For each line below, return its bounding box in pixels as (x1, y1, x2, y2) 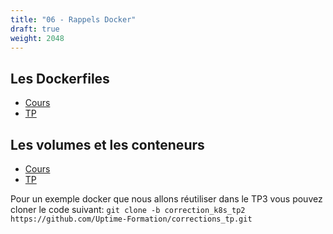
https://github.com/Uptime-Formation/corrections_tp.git (10, 214, 253, 224)
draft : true (10, 24, 60, 34)
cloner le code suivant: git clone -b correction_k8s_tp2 (10, 204, 246, 215)
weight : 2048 (10, 33, 65, 43)
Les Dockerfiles (10, 70, 110, 87)
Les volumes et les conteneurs (10, 136, 205, 153)
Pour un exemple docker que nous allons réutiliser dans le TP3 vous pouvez (10, 193, 323, 205)
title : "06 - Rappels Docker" (10, 14, 137, 25)
